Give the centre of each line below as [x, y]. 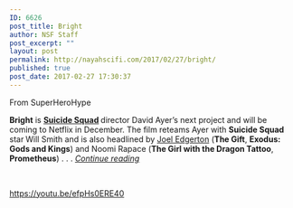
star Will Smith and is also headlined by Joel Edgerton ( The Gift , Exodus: [145, 139]
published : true [40, 69]
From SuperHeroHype [51, 102]
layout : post [34, 52]
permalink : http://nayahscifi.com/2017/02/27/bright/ [113, 60]
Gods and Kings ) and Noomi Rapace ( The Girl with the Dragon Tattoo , [142, 148]
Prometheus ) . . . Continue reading [75, 158]
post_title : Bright [46, 26]
